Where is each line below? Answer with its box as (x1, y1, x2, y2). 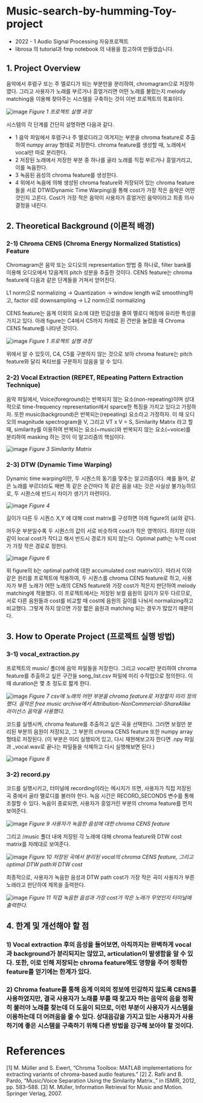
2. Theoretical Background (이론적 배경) (6, 221, 155, 231)
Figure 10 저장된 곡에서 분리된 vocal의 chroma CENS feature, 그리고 (29, 853, 194, 861)
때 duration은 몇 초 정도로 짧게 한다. (6, 679, 91, 686)
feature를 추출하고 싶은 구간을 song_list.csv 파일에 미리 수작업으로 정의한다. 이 (6, 672, 193, 679)
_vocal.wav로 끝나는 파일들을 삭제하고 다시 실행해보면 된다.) (12, 743, 155, 750)
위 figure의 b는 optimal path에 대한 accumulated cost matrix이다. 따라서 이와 (6, 567, 192, 574)
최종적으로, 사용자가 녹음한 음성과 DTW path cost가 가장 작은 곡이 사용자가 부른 (6, 874, 195, 881)
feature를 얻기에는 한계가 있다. (6, 968, 92, 976)
